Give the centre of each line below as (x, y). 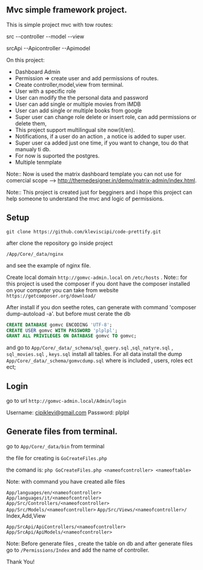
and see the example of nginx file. (48, 265)
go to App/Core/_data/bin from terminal (55, 446)
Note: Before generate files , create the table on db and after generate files (99, 543)
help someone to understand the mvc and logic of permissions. (85, 198)
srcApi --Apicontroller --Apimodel (48, 48)
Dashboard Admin (38, 72)
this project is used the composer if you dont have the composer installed (98, 283)
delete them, (31, 123)
